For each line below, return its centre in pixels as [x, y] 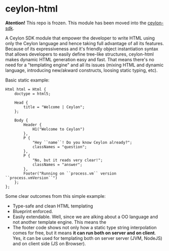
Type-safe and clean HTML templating [53, 206]
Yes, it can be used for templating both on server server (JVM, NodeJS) [88, 238]
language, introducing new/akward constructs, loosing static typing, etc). [81, 70]
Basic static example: [27, 80]
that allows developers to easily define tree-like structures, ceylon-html [80, 54]
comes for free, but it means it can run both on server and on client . [84, 233]
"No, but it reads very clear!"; [67, 160]
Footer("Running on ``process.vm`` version [70, 173]
